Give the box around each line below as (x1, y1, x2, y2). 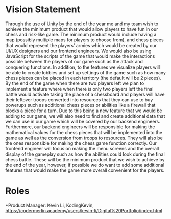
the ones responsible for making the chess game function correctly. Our (5, 140, 157, 146)
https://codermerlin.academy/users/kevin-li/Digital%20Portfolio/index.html (5, 207, 162, 213)
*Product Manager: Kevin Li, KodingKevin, (5, 202, 94, 208)
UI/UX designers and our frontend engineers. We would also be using (5, 48, 152, 54)
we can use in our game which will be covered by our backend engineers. (5, 118, 161, 124)
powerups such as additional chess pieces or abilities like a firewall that (5, 102, 156, 108)
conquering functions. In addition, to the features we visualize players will (5, 64, 160, 70)
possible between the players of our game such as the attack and (5, 58, 143, 64)
